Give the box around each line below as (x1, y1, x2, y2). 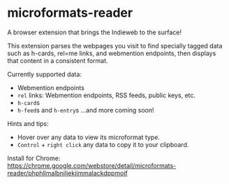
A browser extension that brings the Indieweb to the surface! (7, 28, 182, 36)
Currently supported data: (7, 70, 82, 78)
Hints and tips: (7, 119, 49, 127)
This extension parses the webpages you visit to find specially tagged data (7, 41, 223, 50)
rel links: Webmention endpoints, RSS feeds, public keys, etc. (17, 91, 196, 99)
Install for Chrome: (7, 154, 61, 162)
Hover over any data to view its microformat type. (17, 133, 161, 141)
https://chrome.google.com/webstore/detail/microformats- (7, 161, 177, 169)
